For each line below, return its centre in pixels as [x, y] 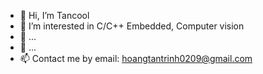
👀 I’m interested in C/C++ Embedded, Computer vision [132, 26]
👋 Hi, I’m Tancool [54, 15]
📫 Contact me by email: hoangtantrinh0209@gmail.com [136, 58]
